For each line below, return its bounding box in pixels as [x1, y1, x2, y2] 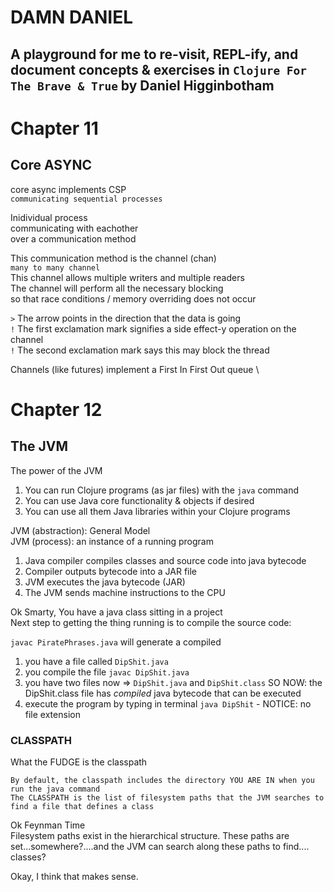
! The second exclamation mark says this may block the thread [10, 344, 270, 356]
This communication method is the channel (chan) [10, 252, 217, 264]
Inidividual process [10, 211, 88, 223]
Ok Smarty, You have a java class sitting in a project [10, 606, 223, 618]
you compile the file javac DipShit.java [24, 666, 190, 678]
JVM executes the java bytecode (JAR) [24, 576, 186, 588]
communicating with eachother [10, 222, 139, 234]
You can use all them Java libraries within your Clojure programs [24, 505, 291, 517]
